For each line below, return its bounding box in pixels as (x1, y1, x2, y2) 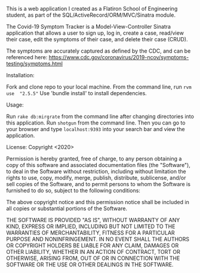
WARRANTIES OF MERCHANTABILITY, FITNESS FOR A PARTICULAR (6, 229, 175, 236)
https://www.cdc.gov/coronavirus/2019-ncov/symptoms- (48, 54, 189, 60)
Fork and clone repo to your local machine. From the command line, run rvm (6, 83, 192, 90)
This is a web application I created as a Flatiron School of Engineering (6, 5, 178, 12)
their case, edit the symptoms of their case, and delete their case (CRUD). (6, 36, 188, 43)
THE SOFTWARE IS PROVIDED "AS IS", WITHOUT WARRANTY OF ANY (6, 217, 180, 223)
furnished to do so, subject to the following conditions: (6, 187, 140, 194)
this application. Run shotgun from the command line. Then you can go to (6, 119, 186, 126)
